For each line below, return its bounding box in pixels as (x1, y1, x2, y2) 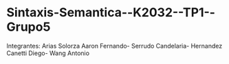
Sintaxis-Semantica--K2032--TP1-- (6, 5, 216, 20)
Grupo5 (6, 19, 51, 35)
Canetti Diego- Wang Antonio (6, 49, 90, 57)
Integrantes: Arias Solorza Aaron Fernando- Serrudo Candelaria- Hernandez (6, 42, 223, 50)
